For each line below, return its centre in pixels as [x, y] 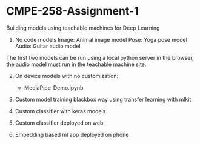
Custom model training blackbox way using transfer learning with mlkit [103, 99]
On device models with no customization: [67, 76]
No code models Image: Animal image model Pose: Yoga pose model [101, 39]
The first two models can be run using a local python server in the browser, [100, 57]
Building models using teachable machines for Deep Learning [83, 28]
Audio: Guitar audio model [48, 46]
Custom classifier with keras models [60, 111]
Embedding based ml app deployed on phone [72, 134]
